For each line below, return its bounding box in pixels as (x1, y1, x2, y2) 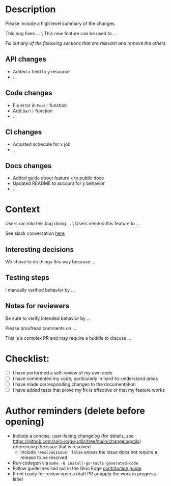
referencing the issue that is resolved (12, 443, 91, 449)
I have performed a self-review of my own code (12, 369, 113, 375)
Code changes (5, 89, 52, 97)
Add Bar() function (12, 107, 53, 114)
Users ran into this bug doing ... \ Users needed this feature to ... (5, 221, 140, 227)
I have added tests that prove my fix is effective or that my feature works (12, 387, 165, 393)
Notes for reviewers (5, 302, 70, 310)
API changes (5, 55, 47, 64)
